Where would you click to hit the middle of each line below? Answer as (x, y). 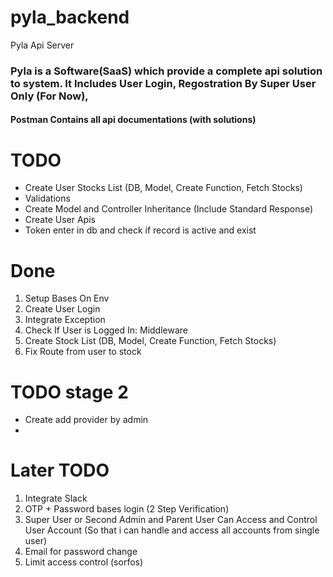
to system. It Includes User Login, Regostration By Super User (163, 83)
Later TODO (60, 470)
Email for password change (81, 552)
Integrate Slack (56, 498)
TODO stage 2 (69, 392)
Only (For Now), (49, 96)
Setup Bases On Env (67, 298)
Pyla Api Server (42, 45)
